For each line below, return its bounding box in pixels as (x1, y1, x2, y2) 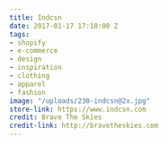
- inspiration (9, 64, 63, 72)
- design (9, 55, 42, 64)
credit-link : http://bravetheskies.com (9, 122, 159, 131)
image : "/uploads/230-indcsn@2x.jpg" (9, 96, 151, 106)
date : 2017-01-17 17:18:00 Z (9, 21, 119, 30)
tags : (9, 30, 30, 38)
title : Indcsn (9, 13, 63, 22)
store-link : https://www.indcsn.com (9, 105, 146, 114)
